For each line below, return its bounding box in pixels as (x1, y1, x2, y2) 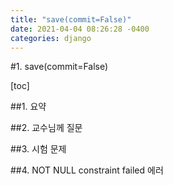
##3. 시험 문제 (10, 143, 67, 155)
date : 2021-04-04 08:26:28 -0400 (10, 24, 150, 34)
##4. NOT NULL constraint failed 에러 (10, 164, 164, 176)
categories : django (10, 33, 92, 43)
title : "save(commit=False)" (10, 14, 132, 25)
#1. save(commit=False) (10, 61, 109, 73)
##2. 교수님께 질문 (10, 122, 83, 134)
